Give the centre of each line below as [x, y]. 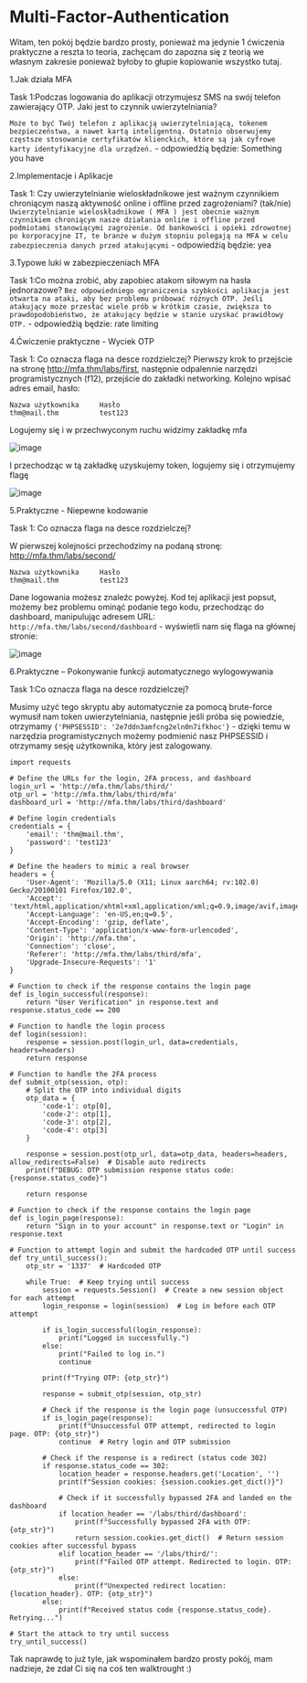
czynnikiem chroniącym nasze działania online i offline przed [132, 220]
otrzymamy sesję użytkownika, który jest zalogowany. [111, 746]
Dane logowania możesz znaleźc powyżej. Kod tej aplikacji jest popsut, [143, 597]
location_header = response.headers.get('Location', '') [169, 1474]
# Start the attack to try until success [90, 1634]
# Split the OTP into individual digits [104, 1090]
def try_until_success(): [58, 1258]
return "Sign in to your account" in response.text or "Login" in [155, 1226]
